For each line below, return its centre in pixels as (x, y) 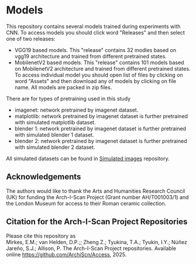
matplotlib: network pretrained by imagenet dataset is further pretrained (101, 116)
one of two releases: (31, 39)
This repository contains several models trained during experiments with (93, 26)
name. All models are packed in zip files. (63, 87)
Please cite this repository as (41, 236)
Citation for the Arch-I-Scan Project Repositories (97, 222)
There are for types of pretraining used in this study (68, 98)
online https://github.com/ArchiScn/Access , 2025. (66, 254)
